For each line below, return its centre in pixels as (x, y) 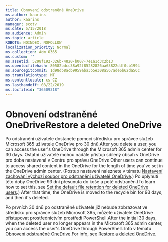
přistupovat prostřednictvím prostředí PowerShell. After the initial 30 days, (81, 218)
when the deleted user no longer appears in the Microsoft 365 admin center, (84, 223)
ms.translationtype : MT (30, 75)
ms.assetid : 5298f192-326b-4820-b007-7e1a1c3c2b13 (59, 61)
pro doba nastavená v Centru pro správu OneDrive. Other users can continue (84, 160)
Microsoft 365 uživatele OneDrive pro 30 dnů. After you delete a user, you (81, 144)
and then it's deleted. (27, 198)
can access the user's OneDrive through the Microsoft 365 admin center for (83, 149)
